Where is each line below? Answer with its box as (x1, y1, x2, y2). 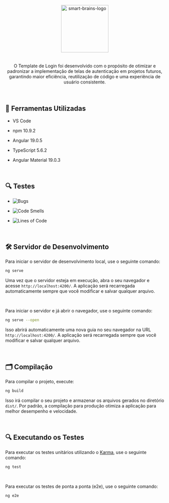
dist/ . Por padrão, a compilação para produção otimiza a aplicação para (5, 402, 156, 408)
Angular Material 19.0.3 (12, 157, 61, 163)
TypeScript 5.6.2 (12, 147, 47, 153)
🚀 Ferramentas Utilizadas (5, 104, 86, 113)
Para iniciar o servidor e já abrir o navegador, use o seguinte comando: (5, 308, 153, 314)
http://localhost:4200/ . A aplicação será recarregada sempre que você (5, 332, 156, 338)
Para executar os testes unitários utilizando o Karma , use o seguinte (5, 449, 147, 455)
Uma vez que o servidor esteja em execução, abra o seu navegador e (5, 278, 150, 284)
